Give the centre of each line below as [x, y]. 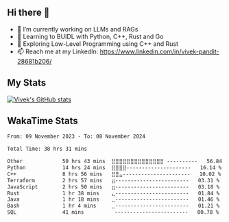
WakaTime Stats [43, 121]
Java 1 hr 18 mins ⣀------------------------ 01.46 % [113, 199]
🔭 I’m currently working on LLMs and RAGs [77, 29]
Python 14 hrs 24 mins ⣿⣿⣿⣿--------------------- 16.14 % [114, 168]
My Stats [27, 83]
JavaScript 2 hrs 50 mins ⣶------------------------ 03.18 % [113, 187]
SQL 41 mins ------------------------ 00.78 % [113, 212]
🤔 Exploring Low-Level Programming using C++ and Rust [98, 44]
